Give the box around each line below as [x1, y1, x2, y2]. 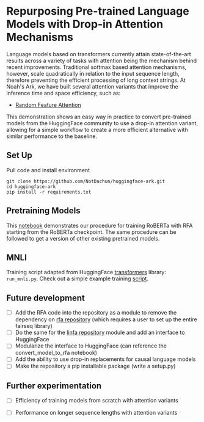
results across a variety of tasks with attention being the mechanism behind [6, 57, 197, 64]
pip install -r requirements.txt [6, 189, 92, 195]
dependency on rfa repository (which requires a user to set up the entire [15, 316, 197, 323]
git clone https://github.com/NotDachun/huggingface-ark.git [6, 178, 166, 184]
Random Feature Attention [15, 101, 81, 108]
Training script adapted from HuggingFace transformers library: [6, 269, 167, 276]
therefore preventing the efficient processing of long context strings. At [6, 76, 186, 84]
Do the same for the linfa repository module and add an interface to [15, 329, 185, 337]
